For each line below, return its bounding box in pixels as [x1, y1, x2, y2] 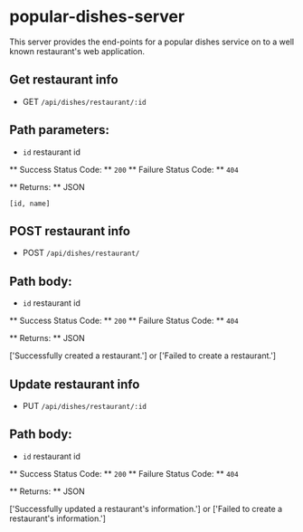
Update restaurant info [9, 376, 140, 392]
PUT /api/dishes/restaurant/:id [22, 401, 147, 411]
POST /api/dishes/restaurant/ [22, 247, 140, 259]
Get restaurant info [9, 72, 119, 88]
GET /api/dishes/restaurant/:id [22, 96, 147, 107]
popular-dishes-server [9, 6, 185, 27]
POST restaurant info [9, 223, 131, 239]
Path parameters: [9, 122, 110, 138]
